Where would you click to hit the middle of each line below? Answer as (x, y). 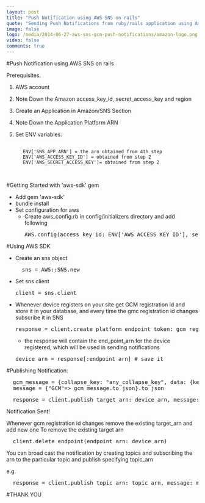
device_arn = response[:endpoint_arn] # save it (89, 359)
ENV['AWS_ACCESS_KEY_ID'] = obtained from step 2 (87, 157)
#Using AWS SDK (28, 246)
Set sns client (32, 281)
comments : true (26, 46)
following (36, 223)
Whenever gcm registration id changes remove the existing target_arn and (100, 423)
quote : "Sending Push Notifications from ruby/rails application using (99, 23)
